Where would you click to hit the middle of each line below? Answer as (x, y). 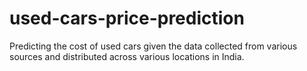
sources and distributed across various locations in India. (127, 56)
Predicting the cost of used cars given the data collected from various (153, 46)
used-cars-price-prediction (127, 18)
